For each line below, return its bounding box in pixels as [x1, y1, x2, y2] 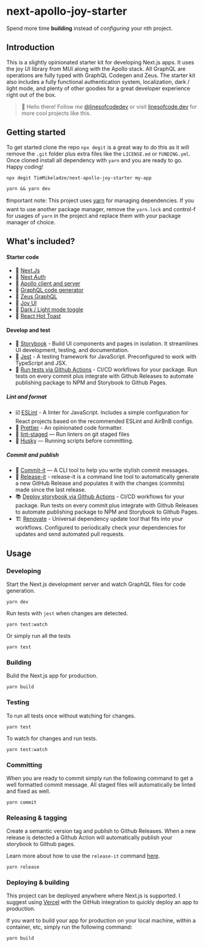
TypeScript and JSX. [15, 359, 67, 367]
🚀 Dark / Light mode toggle [15, 306, 84, 313]
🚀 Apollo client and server [15, 280, 81, 287]
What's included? [6, 236, 75, 246]
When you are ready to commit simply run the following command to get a [6, 774, 193, 782]
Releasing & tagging [6, 813, 67, 822]
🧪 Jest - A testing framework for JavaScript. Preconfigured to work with [15, 353, 197, 361]
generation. [6, 586, 35, 594]
